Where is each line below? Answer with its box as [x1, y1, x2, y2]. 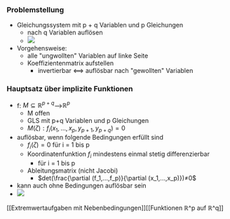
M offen [27, 109, 50, 117]
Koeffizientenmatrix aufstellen [27, 59, 114, 67]
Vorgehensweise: [16, 44, 67, 53]
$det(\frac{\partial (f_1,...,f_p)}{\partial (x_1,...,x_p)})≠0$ [37, 173, 197, 182]
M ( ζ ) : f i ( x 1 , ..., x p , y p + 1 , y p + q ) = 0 [27, 124, 126, 134]
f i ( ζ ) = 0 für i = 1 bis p [27, 140, 90, 150]
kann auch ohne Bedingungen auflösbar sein [16, 181, 147, 190]
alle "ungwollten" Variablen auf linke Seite [27, 51, 149, 60]
